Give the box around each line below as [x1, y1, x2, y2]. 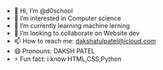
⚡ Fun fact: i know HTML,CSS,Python [13, 55, 122, 63]
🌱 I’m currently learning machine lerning [13, 22, 130, 29]
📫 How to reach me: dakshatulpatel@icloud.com [13, 37, 157, 45]
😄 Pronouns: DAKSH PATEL [13, 47, 95, 55]
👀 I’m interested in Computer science [13, 14, 122, 22]
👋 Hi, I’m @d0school [13, 7, 73, 15]
